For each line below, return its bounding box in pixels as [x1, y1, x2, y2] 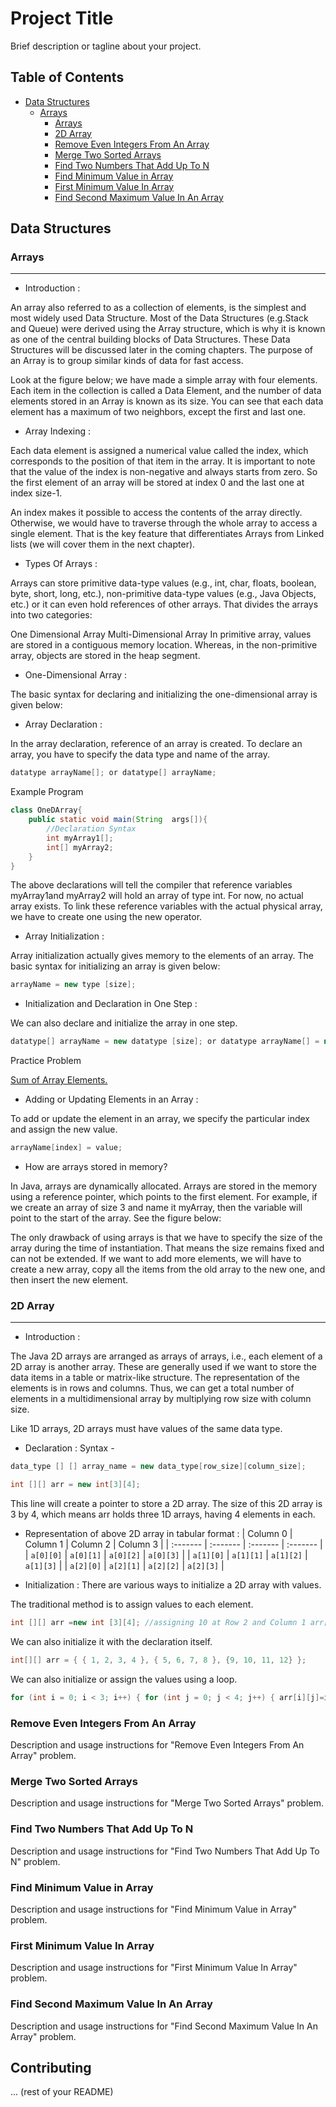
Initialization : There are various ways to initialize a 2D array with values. [24, 1579, 322, 1591]
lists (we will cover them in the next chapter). [10, 538, 196, 551]
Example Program [10, 786, 84, 798]
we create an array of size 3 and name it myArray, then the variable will [10, 1202, 303, 1214]
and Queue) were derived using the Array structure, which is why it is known [10, 323, 326, 335]
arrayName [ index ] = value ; [10, 1143, 123, 1153]
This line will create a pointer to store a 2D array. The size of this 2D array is [10, 1498, 323, 1510]
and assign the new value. [10, 1123, 118, 1136]
